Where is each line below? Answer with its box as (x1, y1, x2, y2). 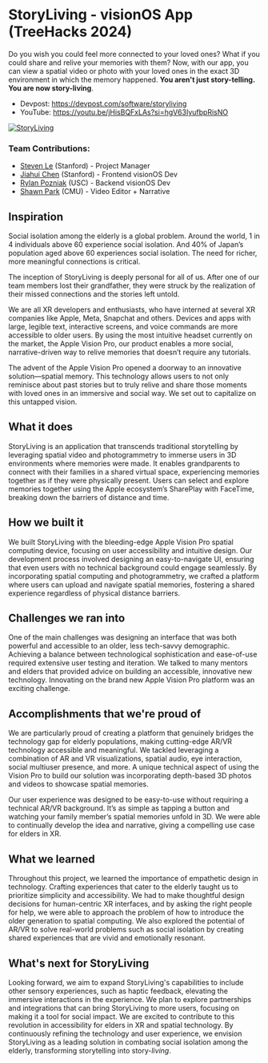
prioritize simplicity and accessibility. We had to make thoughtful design (8, 891, 246, 900)
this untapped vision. (8, 397, 78, 406)
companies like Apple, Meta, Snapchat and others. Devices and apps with (8, 313, 251, 323)
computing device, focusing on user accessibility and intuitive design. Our (8, 545, 253, 555)
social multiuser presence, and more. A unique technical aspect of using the (8, 762, 259, 772)
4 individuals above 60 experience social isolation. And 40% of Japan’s (8, 240, 244, 249)
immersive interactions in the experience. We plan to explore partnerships (8, 994, 252, 1004)
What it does (8, 420, 74, 434)
